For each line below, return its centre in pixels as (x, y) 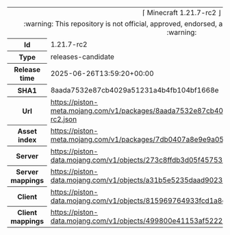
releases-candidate (82, 57)
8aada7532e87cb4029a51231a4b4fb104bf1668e (135, 90)
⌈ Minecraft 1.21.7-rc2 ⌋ (182, 13)
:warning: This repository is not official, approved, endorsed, (120, 24)
